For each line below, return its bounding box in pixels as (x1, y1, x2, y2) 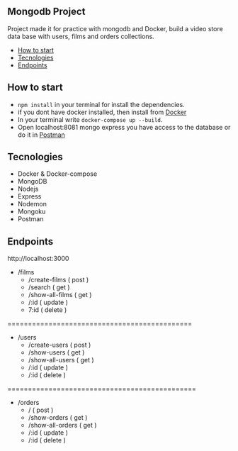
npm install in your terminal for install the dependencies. (17, 100, 186, 108)
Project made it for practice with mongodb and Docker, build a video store (7, 24, 223, 33)
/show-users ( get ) (28, 348, 85, 357)
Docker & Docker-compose (17, 169, 98, 178)
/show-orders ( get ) (28, 413, 88, 422)
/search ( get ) (28, 283, 70, 291)
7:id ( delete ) (28, 306, 67, 314)
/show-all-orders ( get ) (28, 421, 97, 430)
